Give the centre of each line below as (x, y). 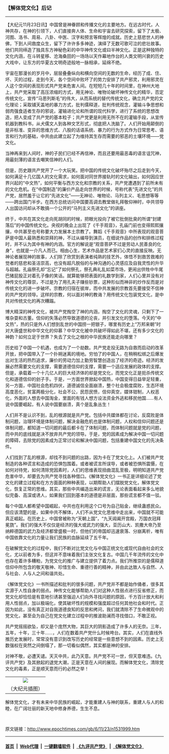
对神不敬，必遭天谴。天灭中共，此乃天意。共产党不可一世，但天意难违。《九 (83, 656)
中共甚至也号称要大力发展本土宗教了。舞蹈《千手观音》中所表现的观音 (87, 232)
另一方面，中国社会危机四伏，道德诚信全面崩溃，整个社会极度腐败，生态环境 (84, 386)
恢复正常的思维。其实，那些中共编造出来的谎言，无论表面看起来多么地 (87, 489)
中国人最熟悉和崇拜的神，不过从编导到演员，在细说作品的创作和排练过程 (89, 238)
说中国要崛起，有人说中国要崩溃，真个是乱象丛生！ (58, 404)
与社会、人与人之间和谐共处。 (36, 573)
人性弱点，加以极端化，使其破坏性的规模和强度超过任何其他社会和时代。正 (87, 603)
